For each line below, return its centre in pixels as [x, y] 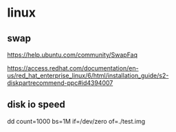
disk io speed [36, 105]
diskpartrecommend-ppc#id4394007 [60, 83]
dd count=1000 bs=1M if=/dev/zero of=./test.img [76, 121]
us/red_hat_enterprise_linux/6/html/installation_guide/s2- [88, 75]
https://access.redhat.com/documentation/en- [73, 68]
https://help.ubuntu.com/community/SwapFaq [73, 55]
